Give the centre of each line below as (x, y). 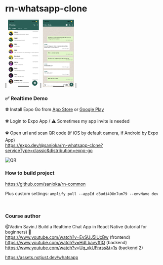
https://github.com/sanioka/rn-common (45, 184)
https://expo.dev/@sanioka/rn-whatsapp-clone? (54, 145)
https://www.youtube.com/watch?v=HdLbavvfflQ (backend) (66, 243)
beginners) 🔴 (18, 232)
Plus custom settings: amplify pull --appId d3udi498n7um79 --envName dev (82, 193)
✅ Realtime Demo (26, 99)
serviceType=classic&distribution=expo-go (49, 151)
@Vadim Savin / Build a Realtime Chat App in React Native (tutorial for (76, 227)
